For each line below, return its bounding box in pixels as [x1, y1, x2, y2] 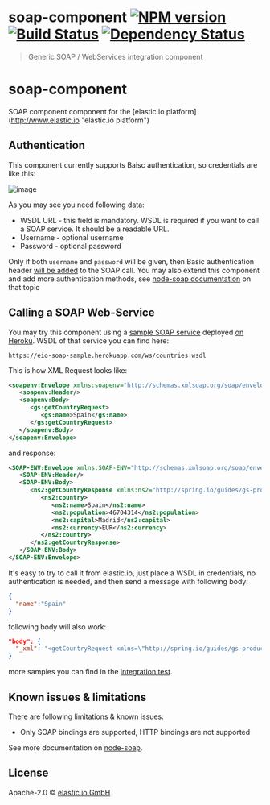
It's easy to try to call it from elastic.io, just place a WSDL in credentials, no [8, 568, 256, 578]
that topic [8, 282, 40, 292]
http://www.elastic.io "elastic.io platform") [10, 115, 150, 125]
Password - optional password [19, 241, 122, 251]
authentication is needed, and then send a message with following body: [8, 576, 249, 586]
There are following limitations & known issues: [8, 712, 165, 721]
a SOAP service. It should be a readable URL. [19, 224, 170, 234]
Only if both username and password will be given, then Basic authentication [8, 256, 255, 266]
